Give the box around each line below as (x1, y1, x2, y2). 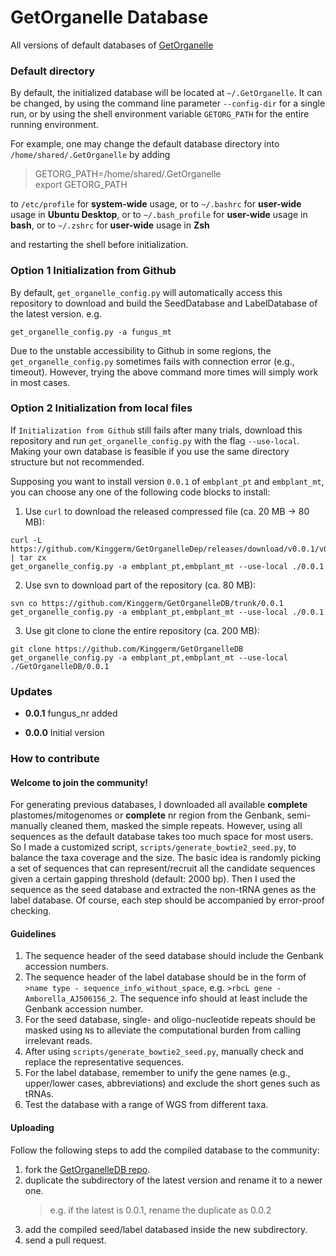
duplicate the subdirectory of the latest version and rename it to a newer (24, 1174, 323, 1186)
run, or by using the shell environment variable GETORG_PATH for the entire (10, 108, 310, 120)
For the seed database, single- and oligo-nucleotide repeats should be (24, 1014, 316, 1026)
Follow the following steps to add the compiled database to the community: (10, 1144, 320, 1156)
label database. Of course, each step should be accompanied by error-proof (10, 894, 325, 906)
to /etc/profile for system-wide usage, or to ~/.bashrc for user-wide (10, 198, 302, 210)
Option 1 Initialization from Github (10, 264, 177, 278)
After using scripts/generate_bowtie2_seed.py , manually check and (24, 1046, 304, 1058)
